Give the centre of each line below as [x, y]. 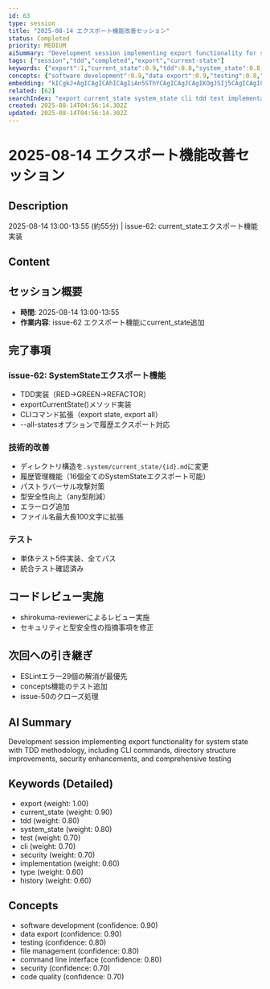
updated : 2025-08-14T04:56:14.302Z [68, 114]
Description [38, 206]
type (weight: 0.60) [52, 871]
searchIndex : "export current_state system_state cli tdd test [117, 98]
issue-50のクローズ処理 [59, 697]
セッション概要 [45, 291]
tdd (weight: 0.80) [50, 820]
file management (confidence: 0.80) [80, 950]
